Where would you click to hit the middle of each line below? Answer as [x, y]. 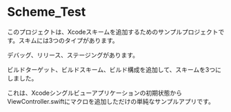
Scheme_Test [47, 12]
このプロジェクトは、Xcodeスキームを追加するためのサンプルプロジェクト [113, 32]
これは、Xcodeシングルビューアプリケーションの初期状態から [95, 93]
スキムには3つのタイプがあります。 [68, 40]
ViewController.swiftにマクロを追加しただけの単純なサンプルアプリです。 [111, 101]
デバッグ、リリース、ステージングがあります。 [73, 55]
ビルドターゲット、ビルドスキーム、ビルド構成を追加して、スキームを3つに [114, 69]
